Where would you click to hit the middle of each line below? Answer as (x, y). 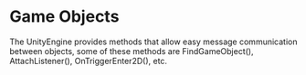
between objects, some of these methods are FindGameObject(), (132, 51)
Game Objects (64, 17)
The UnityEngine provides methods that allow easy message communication (153, 42)
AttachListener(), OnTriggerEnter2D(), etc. (88, 61)
